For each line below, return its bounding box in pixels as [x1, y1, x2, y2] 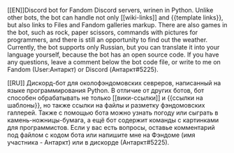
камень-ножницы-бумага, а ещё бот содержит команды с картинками [7, 116, 219, 124]
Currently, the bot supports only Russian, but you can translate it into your [7, 43, 220, 51]
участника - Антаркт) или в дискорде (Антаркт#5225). [7, 138, 170, 146]
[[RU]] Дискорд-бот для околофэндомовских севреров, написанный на [7, 79, 221, 87]
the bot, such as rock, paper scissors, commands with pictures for [7, 28, 198, 36]
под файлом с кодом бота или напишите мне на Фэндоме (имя [7, 131, 196, 139]
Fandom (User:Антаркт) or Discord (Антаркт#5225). [7, 66, 159, 73]
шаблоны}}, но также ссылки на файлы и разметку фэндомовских [7, 101, 205, 109]
